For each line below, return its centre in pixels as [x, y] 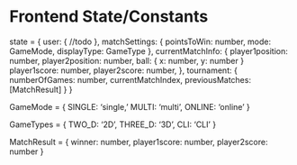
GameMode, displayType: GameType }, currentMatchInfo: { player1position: [148, 50]
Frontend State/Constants [109, 17]
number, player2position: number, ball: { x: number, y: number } [127, 60]
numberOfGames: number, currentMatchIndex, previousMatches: [130, 79]
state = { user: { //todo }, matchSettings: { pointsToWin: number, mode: [140, 41]
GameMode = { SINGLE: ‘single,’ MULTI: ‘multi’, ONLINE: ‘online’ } [130, 106]
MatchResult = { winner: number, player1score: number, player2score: [139, 142]
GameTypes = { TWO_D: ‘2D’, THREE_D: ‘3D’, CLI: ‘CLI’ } [113, 124]
